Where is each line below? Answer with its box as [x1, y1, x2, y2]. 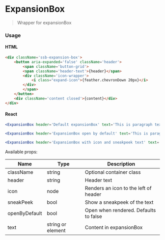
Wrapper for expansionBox [17, 20, 72, 26]
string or [47, 221, 66, 228]
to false [85, 213, 102, 219]
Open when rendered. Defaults [85, 207, 156, 213]
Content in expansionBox [85, 224, 143, 231]
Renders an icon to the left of [85, 185, 152, 191]
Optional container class [85, 168, 141, 175]
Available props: [5, 149, 38, 155]
